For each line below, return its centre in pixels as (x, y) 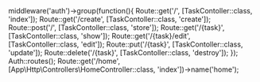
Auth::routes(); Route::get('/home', (64, 61)
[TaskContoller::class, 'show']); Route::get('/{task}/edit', (99, 36)
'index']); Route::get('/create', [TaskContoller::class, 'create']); (110, 19)
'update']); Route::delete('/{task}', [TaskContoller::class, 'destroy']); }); (123, 52)
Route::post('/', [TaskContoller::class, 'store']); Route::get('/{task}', (116, 28)
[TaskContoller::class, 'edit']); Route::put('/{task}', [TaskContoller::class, (126, 44)
